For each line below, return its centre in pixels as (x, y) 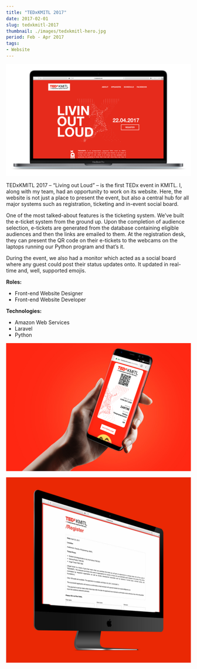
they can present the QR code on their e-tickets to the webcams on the (92, 240)
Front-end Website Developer (50, 299)
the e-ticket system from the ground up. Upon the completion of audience (95, 221)
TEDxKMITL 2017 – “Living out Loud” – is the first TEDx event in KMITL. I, (94, 185)
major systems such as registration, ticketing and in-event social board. (92, 204)
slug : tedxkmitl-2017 (33, 25)
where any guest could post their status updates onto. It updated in (87, 264)
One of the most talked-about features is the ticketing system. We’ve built (95, 215)
